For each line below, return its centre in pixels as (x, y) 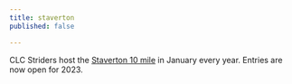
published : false (42, 26)
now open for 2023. (46, 70)
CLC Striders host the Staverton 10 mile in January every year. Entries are (146, 60)
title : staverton (42, 18)
